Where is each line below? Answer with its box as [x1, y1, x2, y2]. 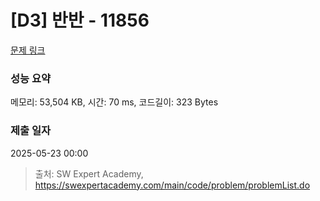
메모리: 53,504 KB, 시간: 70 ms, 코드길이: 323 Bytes [10, 96, 219, 108]
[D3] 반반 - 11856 [10, 9, 150, 32]
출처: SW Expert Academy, [34, 167, 144, 180]
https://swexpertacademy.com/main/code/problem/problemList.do [34, 179, 311, 191]
